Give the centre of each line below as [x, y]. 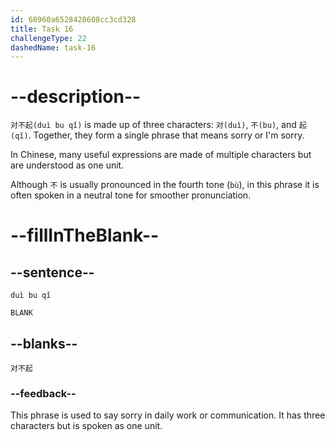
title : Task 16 [42, 29]
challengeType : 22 [48, 38]
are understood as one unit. [67, 165]
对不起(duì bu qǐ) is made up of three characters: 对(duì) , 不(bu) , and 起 [158, 125]
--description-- [76, 97]
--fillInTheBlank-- [85, 235]
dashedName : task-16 [53, 47]
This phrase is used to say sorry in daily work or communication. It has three [168, 415]
